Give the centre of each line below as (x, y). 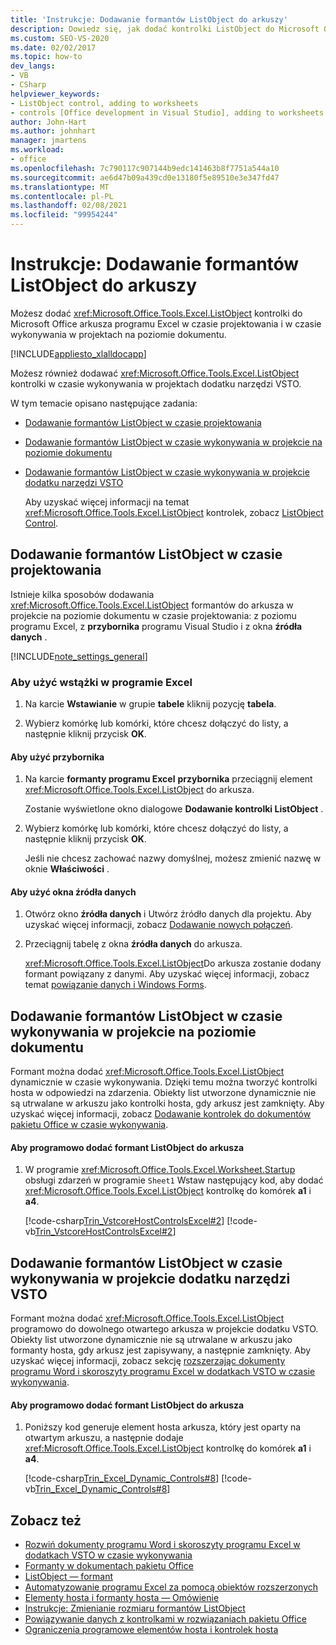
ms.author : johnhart (53, 131)
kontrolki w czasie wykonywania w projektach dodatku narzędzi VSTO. (156, 383)
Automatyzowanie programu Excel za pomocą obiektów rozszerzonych (171, 1587)
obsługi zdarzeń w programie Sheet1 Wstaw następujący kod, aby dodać (174, 1180)
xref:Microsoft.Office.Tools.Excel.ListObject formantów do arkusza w (152, 605)
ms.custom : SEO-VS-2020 (60, 38)
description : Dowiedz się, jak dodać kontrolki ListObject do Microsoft (165, 29)
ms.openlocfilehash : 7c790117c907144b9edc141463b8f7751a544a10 (145, 168)
